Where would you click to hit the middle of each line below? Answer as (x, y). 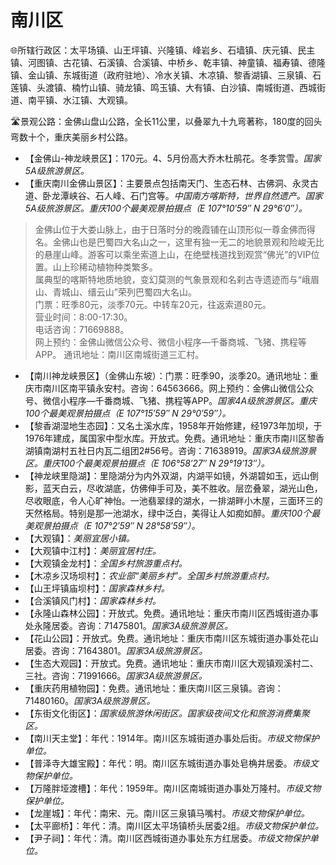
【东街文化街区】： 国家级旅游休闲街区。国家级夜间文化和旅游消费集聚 (167, 713)
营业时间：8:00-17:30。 (83, 317)
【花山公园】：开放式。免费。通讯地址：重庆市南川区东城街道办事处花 (167, 638)
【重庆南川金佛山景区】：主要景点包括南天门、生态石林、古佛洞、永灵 (167, 183)
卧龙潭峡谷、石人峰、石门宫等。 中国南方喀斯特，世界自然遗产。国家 (182, 195)
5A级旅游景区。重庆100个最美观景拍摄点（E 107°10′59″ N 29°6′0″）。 (166, 208)
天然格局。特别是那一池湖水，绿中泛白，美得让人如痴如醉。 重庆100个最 (172, 513)
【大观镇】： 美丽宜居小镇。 (79, 538)
